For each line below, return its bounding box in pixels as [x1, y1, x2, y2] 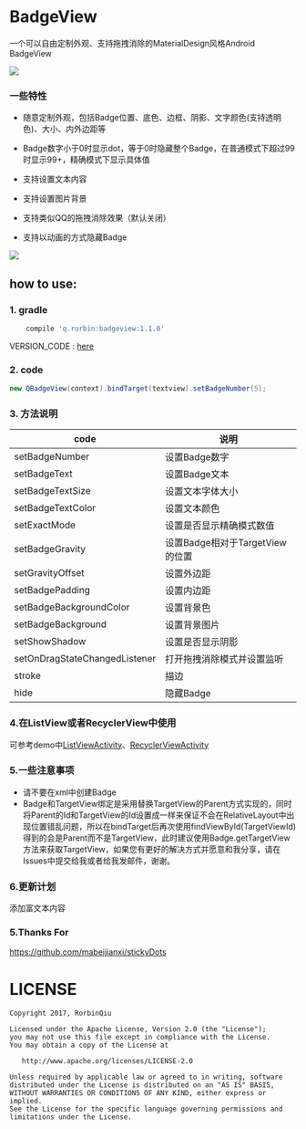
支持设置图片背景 [22, 193, 87, 204]
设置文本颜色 [165, 502, 220, 515]
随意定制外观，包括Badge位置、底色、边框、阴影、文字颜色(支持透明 [22, 112, 282, 123]
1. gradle [9, 303, 48, 316]
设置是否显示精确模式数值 [165, 519, 275, 532]
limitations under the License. [9, 1113, 132, 1122]
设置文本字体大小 [165, 486, 239, 498]
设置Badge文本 [165, 468, 229, 481]
